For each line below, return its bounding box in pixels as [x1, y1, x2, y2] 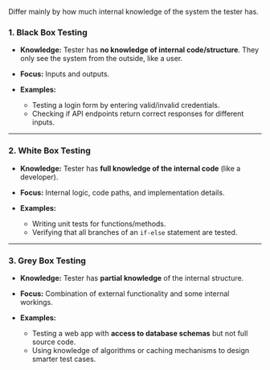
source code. [31, 337, 76, 347]
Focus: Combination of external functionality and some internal [19, 289, 230, 298]
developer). [19, 172, 59, 182]
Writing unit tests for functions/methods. [31, 219, 166, 228]
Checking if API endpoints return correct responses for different [31, 109, 244, 119]
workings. [19, 297, 54, 306]
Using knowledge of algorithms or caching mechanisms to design [31, 345, 250, 355]
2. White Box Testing [8, 145, 91, 156]
